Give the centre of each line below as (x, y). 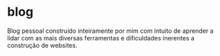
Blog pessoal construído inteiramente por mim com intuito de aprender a (110, 31)
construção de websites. (42, 45)
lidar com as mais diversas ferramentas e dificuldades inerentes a (101, 38)
